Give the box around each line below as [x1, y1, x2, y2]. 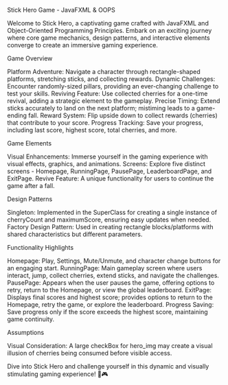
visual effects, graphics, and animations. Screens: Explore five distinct [7, 160, 206, 167]
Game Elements [7, 139, 52, 147]
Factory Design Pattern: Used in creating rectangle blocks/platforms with [7, 223, 214, 231]
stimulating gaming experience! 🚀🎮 [7, 370, 109, 378]
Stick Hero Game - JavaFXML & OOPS [7, 6, 115, 14]
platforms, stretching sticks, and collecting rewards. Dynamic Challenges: [7, 75, 216, 83]
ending [7, 111, 27, 119]
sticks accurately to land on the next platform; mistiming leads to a [7, 104, 196, 112]
